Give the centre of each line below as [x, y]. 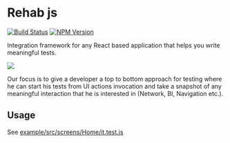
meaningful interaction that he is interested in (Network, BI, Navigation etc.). [115, 93]
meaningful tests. [32, 53]
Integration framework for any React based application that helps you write [114, 45]
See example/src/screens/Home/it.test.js [65, 132]
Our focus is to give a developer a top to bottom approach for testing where [115, 79]
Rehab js [32, 13]
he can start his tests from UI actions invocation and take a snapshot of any [115, 86]
